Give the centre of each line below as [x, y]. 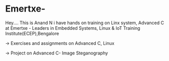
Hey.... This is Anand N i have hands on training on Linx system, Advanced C [85, 23]
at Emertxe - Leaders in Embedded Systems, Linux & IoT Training [73, 28]
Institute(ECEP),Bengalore [32, 33]
